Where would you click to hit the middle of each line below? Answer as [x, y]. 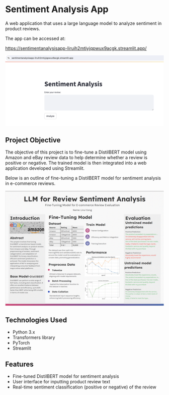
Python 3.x [24, 332]
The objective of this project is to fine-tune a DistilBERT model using [76, 152]
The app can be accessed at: [35, 38]
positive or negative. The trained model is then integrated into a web [76, 163]
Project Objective [33, 140]
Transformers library [34, 337]
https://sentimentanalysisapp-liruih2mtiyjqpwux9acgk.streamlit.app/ [76, 48]
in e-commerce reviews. [30, 183]
